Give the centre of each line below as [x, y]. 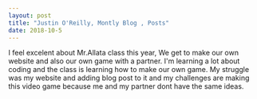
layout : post [30, 15]
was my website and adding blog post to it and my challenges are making [129, 78]
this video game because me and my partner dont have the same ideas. [126, 86]
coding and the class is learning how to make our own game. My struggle [129, 70]
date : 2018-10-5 [35, 30]
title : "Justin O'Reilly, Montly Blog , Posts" [89, 23]
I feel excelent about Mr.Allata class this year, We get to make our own [124, 53]
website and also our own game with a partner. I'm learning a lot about [124, 61]
